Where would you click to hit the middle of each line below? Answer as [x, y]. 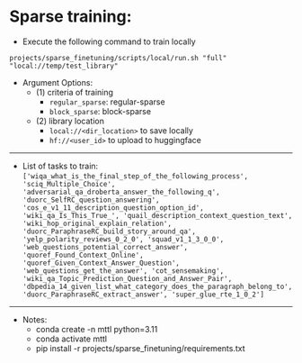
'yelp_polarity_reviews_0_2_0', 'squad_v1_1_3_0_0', [123, 239]
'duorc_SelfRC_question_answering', [91, 200]
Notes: [35, 319]
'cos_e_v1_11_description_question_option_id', [113, 208]
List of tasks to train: [60, 166]
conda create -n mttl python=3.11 [97, 329]
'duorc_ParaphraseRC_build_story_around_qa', [109, 231]
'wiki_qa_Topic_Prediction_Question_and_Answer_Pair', [127, 278]
